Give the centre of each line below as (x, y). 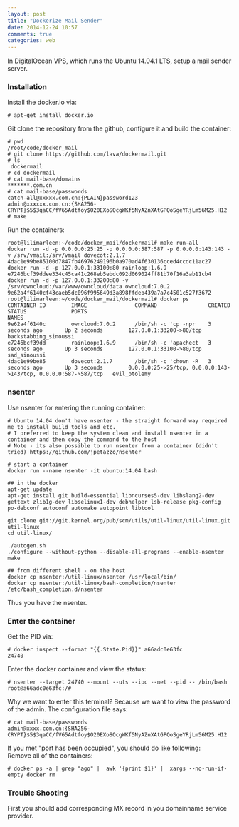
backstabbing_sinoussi (41, 337)
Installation (27, 87)
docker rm (41, 775)
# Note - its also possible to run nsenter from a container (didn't (113, 446)
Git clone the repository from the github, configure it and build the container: (119, 128)
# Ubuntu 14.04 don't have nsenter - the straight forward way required (117, 421)
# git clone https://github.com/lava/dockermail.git (87, 154)
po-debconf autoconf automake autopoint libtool (81, 508)
